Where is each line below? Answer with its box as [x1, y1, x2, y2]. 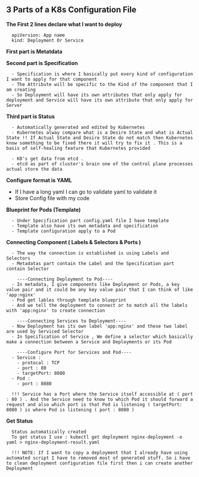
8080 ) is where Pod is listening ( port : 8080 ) [6, 407, 135, 413]
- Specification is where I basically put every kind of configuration [11, 71, 194, 77]
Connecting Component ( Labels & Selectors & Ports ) [6, 238, 141, 245]
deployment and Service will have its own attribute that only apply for [6, 97, 194, 103]
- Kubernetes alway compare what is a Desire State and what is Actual [11, 130, 194, 136]
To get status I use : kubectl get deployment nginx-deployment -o [11, 434, 183, 440]
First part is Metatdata [6, 48, 63, 55]
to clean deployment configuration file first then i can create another [6, 460, 194, 466]
